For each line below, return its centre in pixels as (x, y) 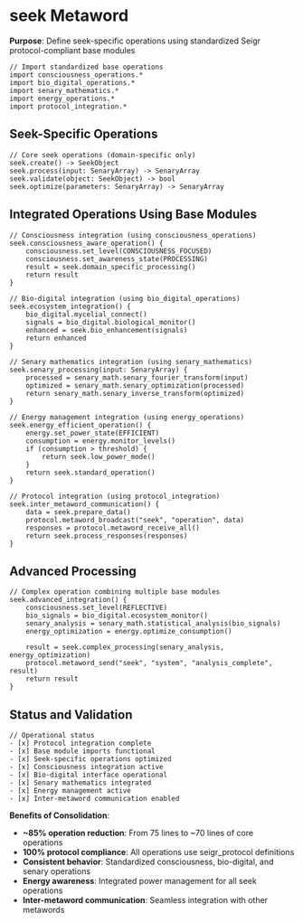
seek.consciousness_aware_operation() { (87, 243)
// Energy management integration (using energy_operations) (127, 417)
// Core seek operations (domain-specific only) (103, 155)
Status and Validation (71, 715)
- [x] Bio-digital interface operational (89, 775)
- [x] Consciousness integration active (87, 767)
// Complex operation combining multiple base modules (115, 592)
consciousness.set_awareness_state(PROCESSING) (117, 259)
